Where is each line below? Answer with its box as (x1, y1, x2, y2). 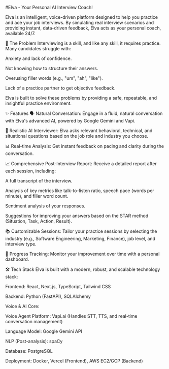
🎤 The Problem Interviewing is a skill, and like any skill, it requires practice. (5, 40, 161, 46)
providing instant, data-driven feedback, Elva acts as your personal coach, (5, 25, 161, 31)
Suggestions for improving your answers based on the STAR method (5, 213, 149, 219)
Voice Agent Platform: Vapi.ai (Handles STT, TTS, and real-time (5, 313, 138, 319)
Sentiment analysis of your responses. (5, 203, 85, 209)
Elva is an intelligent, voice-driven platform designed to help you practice (5, 14, 158, 20)
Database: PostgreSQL (5, 348, 53, 354)
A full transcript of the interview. (5, 178, 73, 183)
